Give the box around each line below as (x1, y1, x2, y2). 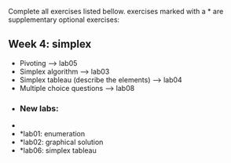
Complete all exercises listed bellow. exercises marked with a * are (8, 7, 224, 16)
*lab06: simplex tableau (19, 146, 97, 155)
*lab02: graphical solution (19, 137, 104, 147)
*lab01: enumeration (19, 129, 86, 139)
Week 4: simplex (8, 38, 92, 51)
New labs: (19, 103, 59, 114)
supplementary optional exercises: (8, 15, 120, 24)
